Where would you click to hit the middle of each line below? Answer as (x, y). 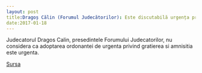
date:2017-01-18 (26, 23)
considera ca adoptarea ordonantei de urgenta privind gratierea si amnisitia (99, 46)
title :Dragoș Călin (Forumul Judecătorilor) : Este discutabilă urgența (98, 17)
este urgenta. (23, 53)
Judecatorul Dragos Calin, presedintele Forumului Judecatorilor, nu (89, 40)
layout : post (23, 12)
